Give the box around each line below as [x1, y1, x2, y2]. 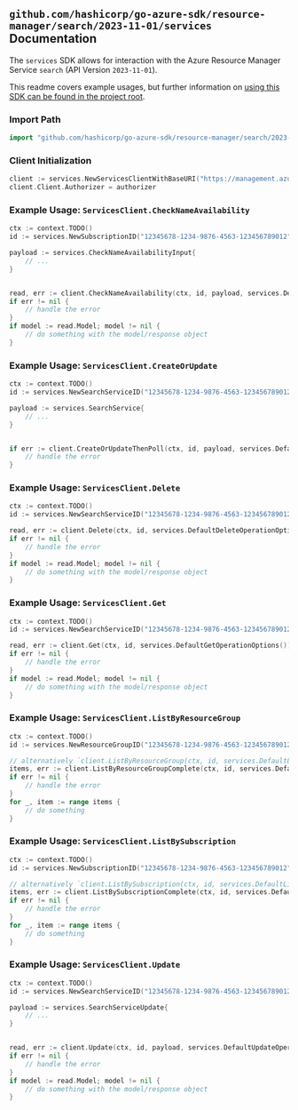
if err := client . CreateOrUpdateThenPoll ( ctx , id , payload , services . [9, 444, 276, 453]
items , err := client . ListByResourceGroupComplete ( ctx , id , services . [9, 764, 276, 773]
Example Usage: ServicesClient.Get [9, 596, 167, 609]
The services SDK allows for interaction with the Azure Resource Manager [9, 54, 281, 66]
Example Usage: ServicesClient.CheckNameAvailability [9, 204, 250, 216]
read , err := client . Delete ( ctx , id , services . [9, 526, 189, 535]
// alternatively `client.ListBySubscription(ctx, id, [9, 880, 216, 889]
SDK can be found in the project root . [9, 91, 145, 101]
